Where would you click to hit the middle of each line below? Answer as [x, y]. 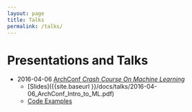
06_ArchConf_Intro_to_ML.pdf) [71, 94]
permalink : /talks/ [35, 26]
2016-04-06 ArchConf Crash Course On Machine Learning [101, 79]
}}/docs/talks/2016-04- [124, 87]
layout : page [26, 13]
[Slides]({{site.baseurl [58, 87]
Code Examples [50, 101]
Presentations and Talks [78, 60]
